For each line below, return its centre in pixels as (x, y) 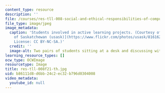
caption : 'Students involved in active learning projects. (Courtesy (82, 32)
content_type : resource (29, 10)
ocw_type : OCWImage (25, 60)
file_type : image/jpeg (28, 23)
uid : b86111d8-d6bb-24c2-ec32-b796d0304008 (50, 74)
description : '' (22, 14)
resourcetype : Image (26, 64)
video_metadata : (22, 78)
